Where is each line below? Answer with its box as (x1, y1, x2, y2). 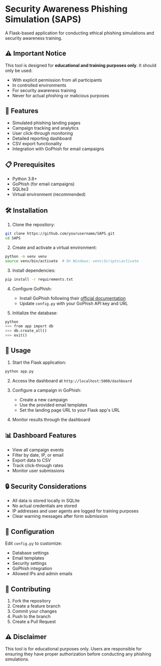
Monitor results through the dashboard (12, 417, 91, 422)
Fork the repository (12, 598, 51, 603)
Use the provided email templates (19, 402, 88, 408)
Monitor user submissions (12, 467, 65, 473)
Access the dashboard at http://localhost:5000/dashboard (12, 377, 132, 383)
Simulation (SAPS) (5, 14, 82, 25)
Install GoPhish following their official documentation (19, 295, 126, 301)
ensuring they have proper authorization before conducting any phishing (5, 651, 152, 657)
